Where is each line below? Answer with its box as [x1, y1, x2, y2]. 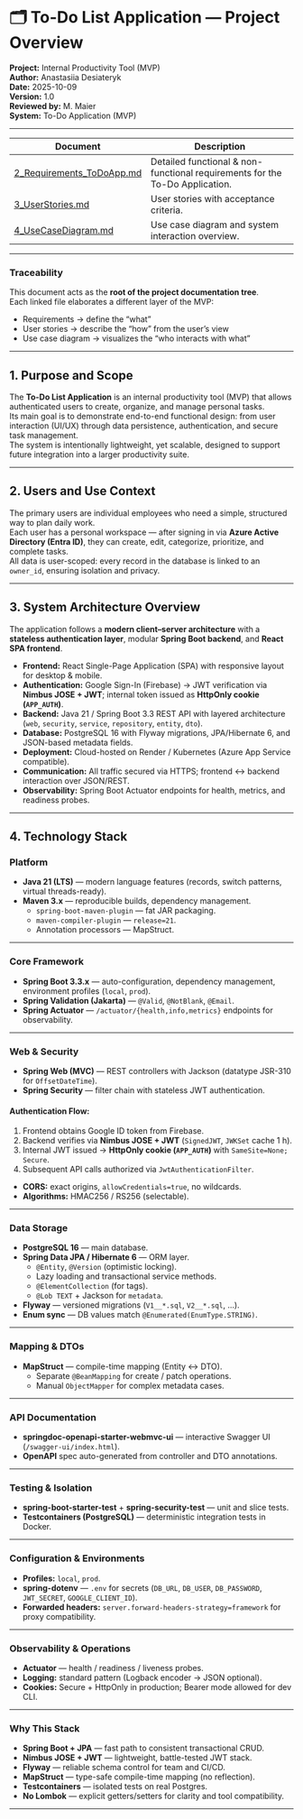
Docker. [22, 1521, 52, 1532]
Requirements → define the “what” [22, 314, 151, 325]
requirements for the [195, 166, 282, 179]
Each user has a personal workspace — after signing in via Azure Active [9, 527, 280, 537]
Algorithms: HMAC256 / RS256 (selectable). [22, 1191, 189, 1202]
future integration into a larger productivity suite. [9, 449, 189, 460]
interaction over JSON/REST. [22, 775, 131, 785]
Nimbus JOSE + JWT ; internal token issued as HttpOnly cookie [22, 689, 260, 700]
